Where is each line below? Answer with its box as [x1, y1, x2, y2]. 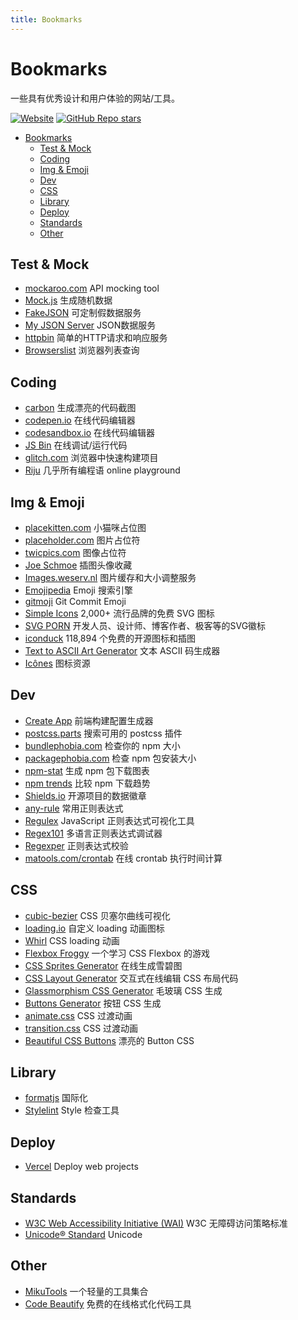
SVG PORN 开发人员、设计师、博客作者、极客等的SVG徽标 [24, 620, 267, 631]
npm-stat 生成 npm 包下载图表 [24, 764, 150, 776]
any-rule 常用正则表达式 [24, 802, 124, 814]
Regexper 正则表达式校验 [24, 839, 129, 851]
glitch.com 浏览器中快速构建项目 [24, 452, 159, 464]
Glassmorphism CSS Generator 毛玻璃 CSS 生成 [24, 984, 223, 996]
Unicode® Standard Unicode [24, 1229, 143, 1241]
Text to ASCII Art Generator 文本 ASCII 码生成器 [24, 645, 221, 656]
